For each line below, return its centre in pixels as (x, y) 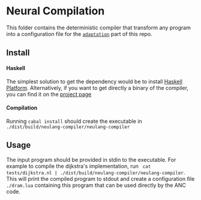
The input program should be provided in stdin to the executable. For (91, 159)
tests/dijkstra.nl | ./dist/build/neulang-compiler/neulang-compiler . (96, 172)
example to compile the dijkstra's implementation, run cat (79, 166)
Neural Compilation (55, 11)
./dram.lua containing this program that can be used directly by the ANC (96, 185)
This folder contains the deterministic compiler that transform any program (98, 28)
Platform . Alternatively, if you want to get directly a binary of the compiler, (97, 87)
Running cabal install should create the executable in (74, 121)
